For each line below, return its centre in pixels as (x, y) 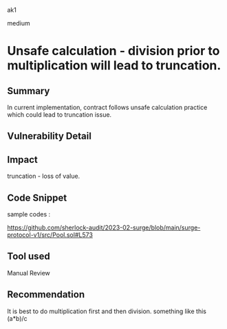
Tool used (29, 257)
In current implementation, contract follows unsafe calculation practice (107, 107)
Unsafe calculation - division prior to (113, 51)
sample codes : (29, 214)
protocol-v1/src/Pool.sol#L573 (50, 235)
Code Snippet (37, 197)
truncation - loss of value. (44, 176)
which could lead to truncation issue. (60, 115)
